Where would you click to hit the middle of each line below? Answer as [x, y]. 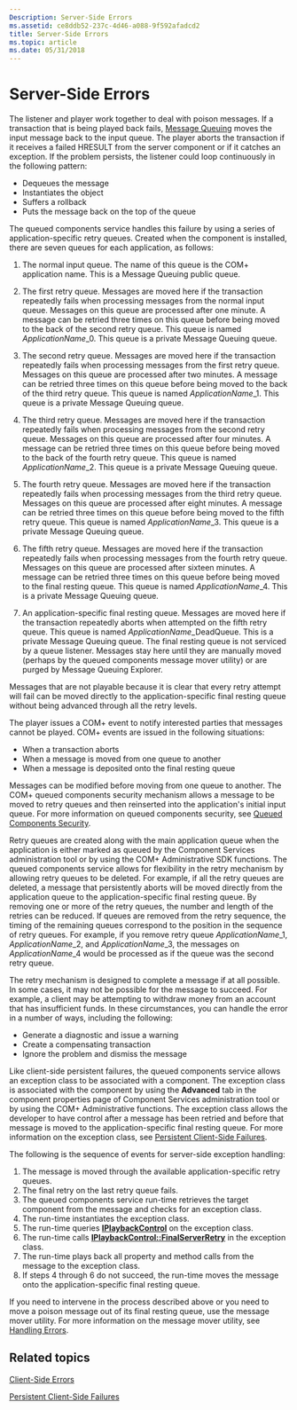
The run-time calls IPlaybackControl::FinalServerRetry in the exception [154, 1238]
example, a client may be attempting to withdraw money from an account [143, 999]
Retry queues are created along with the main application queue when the [144, 840]
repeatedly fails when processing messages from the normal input [143, 301]
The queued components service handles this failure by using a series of [142, 229]
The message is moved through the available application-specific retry [151, 1171]
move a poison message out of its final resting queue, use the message [140, 1312]
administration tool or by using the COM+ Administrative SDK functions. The [148, 859]
